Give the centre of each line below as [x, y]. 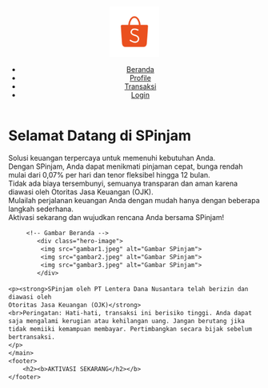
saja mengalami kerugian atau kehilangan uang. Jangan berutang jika [127, 321]
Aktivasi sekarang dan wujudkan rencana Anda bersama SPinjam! [116, 217]
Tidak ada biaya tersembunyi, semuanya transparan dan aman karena [123, 183]
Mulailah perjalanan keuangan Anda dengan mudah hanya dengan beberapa [134, 200]
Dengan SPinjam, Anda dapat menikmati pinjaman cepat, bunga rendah [126, 166]
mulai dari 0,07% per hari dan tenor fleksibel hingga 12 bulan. [109, 174]
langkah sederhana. [41, 209]
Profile [140, 78]
